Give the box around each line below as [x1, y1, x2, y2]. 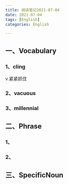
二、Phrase [5, 122, 42, 131]
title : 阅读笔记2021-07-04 [5, 7, 60, 13]
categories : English [5, 21, 50, 27]
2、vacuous [5, 89, 36, 97]
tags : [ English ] [5, 17, 40, 22]
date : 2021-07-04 [5, 12, 42, 17]
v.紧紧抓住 [5, 75, 27, 82]
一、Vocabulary [5, 47, 57, 55]
